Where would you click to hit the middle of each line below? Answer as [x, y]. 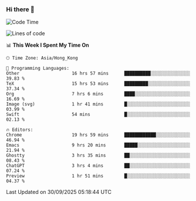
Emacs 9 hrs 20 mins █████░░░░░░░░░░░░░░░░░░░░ [98, 145]
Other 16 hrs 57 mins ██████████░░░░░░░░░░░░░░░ [98, 74]
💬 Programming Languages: [38, 69]
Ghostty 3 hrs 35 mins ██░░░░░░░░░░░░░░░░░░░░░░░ [98, 156]
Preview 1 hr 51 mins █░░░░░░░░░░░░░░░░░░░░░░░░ [98, 176]
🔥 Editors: [20, 130]
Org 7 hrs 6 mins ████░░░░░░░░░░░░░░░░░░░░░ [98, 94]
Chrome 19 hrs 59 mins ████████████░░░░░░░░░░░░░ [98, 135]
